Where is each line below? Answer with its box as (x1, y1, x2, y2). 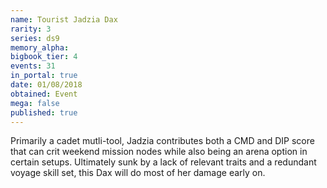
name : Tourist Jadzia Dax (10, 14, 118, 25)
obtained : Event (10, 89, 78, 99)
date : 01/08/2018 (10, 80, 83, 90)
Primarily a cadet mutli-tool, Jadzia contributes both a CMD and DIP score (10, 135, 315, 147)
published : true (10, 107, 78, 118)
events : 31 (10, 61, 56, 71)
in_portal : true (10, 71, 78, 81)
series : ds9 (10, 33, 60, 43)
